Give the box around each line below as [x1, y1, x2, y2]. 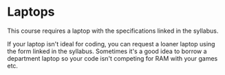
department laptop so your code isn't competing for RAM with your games [7, 54, 218, 62]
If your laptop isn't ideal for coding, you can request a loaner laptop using [7, 40, 215, 48]
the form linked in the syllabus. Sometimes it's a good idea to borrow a [7, 47, 208, 55]
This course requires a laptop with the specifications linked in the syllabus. [7, 27, 219, 35]
